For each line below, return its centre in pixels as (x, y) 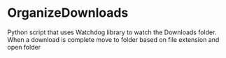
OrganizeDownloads (68, 13)
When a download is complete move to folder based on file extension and (113, 39)
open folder (24, 47)
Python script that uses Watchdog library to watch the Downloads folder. (112, 32)
